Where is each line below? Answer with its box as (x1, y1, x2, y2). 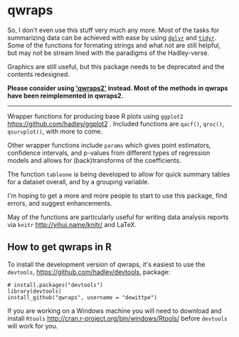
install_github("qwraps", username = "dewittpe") (7, 293, 158, 301)
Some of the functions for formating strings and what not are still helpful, (7, 41, 221, 49)
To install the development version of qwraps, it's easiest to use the (7, 260, 206, 268)
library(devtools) (7, 288, 62, 295)
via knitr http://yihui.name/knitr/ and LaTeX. (7, 220, 137, 228)
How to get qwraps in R (7, 241, 112, 253)
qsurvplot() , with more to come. (7, 127, 103, 136)
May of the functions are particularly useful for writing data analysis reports (7, 213, 229, 221)
